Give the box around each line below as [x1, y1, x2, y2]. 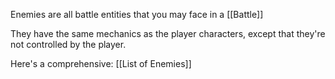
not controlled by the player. [10, 39, 127, 50]
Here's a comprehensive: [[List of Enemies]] [10, 58, 192, 69]
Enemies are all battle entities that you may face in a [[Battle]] [10, 9, 264, 20]
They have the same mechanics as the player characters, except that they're [10, 28, 326, 39]
